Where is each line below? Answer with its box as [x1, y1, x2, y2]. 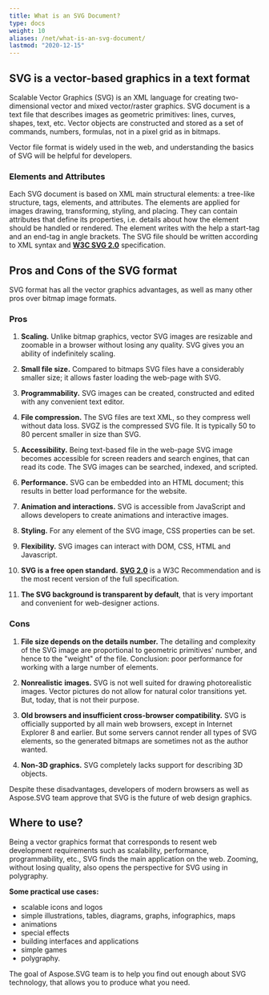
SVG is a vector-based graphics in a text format [9, 71, 251, 85]
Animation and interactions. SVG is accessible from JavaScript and [20, 502, 246, 512]
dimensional [9, 101, 50, 111]
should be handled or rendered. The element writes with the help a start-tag [9, 223, 260, 233]
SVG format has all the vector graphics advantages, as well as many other [9, 285, 253, 295]
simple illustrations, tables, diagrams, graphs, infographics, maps [20, 911, 235, 920]
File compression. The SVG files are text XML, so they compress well [20, 413, 251, 422]
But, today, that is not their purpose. [20, 695, 139, 704]
